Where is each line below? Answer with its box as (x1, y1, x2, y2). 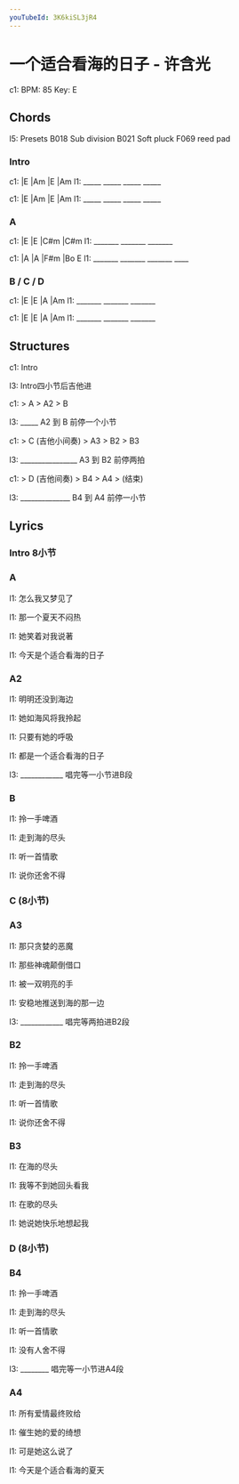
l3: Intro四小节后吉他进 (9, 380, 92, 392)
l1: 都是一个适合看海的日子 (9, 750, 105, 761)
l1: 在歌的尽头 (9, 1199, 59, 1210)
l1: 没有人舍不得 (9, 1345, 67, 1356)
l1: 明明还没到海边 (9, 693, 74, 704)
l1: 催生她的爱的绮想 (9, 1426, 82, 1438)
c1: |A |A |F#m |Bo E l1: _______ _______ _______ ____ (9, 253, 189, 264)
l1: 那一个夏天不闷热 (9, 612, 82, 622)
